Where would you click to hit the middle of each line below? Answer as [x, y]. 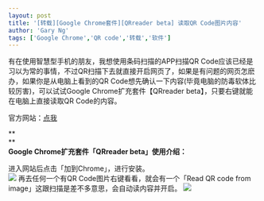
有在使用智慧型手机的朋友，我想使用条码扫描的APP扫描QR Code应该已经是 [131, 61]
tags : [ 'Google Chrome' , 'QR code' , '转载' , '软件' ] [89, 38]
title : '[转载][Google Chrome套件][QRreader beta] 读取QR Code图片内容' [125, 23]
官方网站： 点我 [33, 118]
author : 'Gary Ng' [39, 30]
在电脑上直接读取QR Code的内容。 [65, 101]
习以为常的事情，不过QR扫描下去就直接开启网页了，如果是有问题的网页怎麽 [132, 72]
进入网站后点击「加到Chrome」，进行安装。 [79, 168]
